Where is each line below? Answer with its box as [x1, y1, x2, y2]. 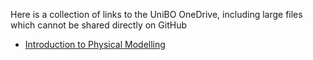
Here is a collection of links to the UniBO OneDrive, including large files [10, 9, 303, 20]
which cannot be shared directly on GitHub [10, 19, 187, 31]
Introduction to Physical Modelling [24, 39, 166, 50]
